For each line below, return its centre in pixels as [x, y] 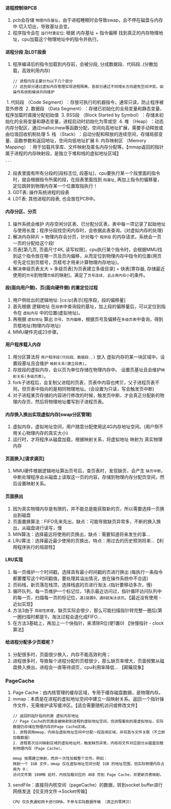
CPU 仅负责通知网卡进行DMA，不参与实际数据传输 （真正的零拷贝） [73, 802]
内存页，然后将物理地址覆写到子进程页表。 [62, 402]
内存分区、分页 [21, 211]
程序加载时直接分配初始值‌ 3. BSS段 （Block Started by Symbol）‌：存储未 [82, 115]
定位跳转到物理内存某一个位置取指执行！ [55, 186]
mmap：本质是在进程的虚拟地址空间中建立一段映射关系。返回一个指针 [86, 699]
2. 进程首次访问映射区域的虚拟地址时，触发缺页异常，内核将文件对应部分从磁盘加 [86, 743]
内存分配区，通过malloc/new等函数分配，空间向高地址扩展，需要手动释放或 [84, 128]
